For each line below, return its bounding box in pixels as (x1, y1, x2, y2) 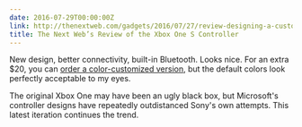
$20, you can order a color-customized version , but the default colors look (9, 63, 286, 74)
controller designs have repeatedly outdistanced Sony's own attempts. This (9, 100, 289, 111)
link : (9, 21, 30, 30)
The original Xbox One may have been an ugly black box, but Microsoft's (9, 90, 279, 101)
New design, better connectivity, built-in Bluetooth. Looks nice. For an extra (9, 55, 289, 65)
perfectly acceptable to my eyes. (9, 73, 131, 84)
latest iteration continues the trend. (9, 109, 139, 121)
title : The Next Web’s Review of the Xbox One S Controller (9, 30, 240, 38)
